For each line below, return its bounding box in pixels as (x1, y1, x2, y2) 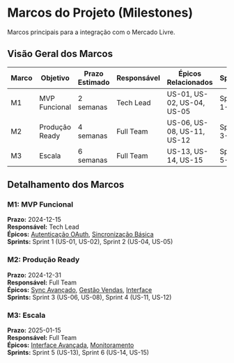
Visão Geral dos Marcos (7, 48, 114, 60)
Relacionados (166, 77, 213, 87)
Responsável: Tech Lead (7, 223, 79, 231)
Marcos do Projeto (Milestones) (7, 5, 194, 21)
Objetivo (40, 73, 70, 83)
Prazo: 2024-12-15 (7, 216, 61, 224)
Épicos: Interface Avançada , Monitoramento (7, 341, 134, 349)
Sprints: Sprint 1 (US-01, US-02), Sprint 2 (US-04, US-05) (7, 238, 173, 246)
